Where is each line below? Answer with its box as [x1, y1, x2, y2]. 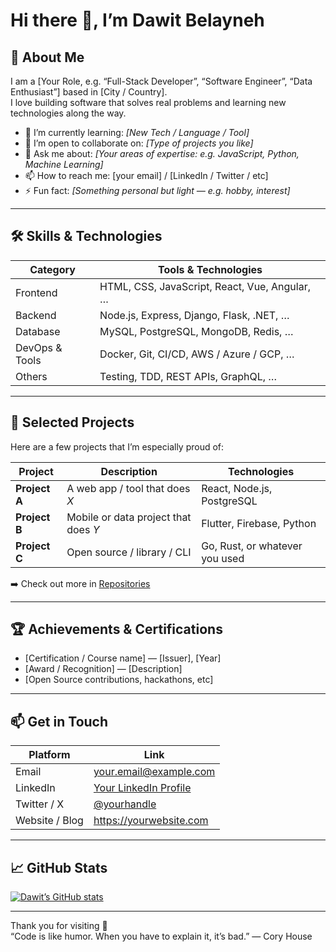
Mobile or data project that [66, 510, 192, 524]
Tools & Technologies [158, 262, 263, 276]
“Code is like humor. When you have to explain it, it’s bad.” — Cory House [10, 930, 313, 943]
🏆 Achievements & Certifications [10, 621, 223, 638]
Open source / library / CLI [66, 545, 192, 559]
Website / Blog [15, 814, 84, 828]
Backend [15, 308, 57, 322]
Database [15, 324, 61, 338]
